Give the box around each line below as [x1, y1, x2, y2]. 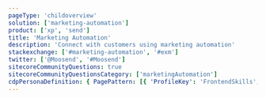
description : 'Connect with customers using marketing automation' [8, 41, 236, 49]
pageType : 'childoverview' [8, 11, 97, 20]
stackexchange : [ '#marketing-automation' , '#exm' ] [8, 48, 179, 56]
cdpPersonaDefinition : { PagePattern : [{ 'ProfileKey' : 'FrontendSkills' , [8, 77, 260, 85]
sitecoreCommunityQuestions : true [8, 63, 123, 71]
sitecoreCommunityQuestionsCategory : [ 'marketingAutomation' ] [8, 70, 218, 78]
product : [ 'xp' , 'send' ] [8, 26, 90, 34]
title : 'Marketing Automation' [8, 33, 112, 42]
